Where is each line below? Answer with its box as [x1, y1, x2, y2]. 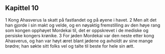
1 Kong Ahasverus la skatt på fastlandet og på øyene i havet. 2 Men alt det [5, 17, 157, 23]
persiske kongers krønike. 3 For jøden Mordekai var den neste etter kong [5, 32, 154, 38]
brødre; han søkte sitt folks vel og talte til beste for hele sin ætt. [5, 43, 135, 49]
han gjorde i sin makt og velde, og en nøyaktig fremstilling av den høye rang [5, 22, 161, 28]
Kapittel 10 [5, 4, 39, 12]
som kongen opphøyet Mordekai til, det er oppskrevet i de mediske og [5, 27, 149, 33]
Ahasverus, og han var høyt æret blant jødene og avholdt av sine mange [5, 38, 153, 44]
